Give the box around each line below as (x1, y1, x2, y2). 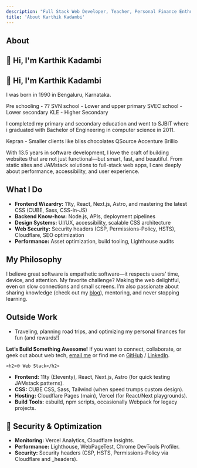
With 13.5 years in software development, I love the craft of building (6, 149, 169, 156)
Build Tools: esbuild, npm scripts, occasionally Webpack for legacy (14, 398, 178, 405)
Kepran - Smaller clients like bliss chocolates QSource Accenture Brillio (6, 138, 178, 145)
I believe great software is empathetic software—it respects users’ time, (6, 270, 180, 277)
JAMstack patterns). (14, 379, 64, 386)
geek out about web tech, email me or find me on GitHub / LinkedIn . (6, 351, 170, 358)
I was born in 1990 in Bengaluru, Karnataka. (6, 91, 111, 99)
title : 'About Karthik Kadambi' (6, 14, 85, 20)
